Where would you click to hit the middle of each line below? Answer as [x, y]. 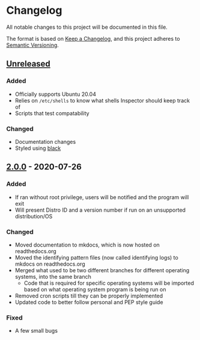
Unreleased [29, 64]
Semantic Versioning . [32, 45]
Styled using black [38, 148]
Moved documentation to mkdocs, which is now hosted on [87, 245]
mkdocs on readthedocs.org [50, 264]
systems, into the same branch [53, 276]
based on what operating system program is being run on [95, 289]
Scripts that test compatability [52, 113]
